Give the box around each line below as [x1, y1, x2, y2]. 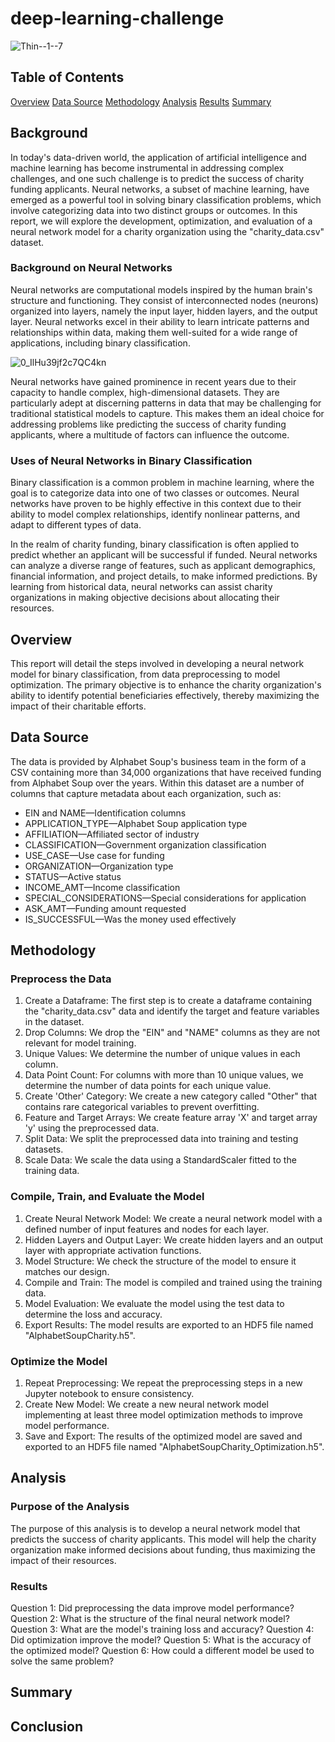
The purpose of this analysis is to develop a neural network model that [10, 1522, 301, 1534]
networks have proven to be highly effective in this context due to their [10, 498, 302, 510]
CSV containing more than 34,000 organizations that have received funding [10, 766, 322, 778]
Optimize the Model [10, 1354, 108, 1368]
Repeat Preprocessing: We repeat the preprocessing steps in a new [24, 1377, 303, 1389]
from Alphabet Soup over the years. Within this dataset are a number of [10, 777, 305, 789]
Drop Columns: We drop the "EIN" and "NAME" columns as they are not [24, 1027, 321, 1039]
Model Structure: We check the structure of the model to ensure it [24, 1255, 297, 1267]
